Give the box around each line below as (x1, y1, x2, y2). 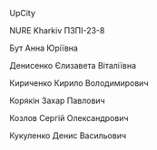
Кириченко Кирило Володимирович (9, 78, 149, 89)
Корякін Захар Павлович (9, 95, 106, 106)
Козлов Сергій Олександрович (9, 113, 129, 123)
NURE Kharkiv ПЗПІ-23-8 (9, 25, 105, 35)
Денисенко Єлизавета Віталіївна (9, 61, 137, 70)
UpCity (9, 8, 36, 18)
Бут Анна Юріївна (9, 42, 79, 53)
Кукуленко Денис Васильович (9, 130, 127, 141)
